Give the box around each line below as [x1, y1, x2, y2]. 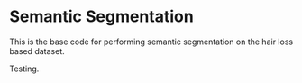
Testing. [9, 63, 40, 74]
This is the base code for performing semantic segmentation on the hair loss [9, 36, 294, 47]
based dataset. [9, 45, 65, 56]
